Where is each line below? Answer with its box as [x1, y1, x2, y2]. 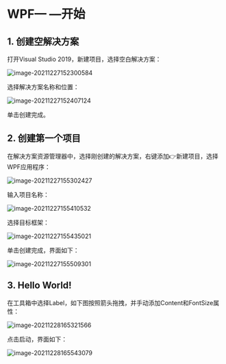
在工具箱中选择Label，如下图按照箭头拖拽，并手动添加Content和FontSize [7, 298, 214, 307]
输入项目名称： [7, 190, 49, 198]
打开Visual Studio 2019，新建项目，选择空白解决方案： [7, 55, 162, 63]
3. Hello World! [7, 280, 72, 291]
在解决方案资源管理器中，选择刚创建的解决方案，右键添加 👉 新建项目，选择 [7, 152, 219, 160]
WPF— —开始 [7, 6, 86, 22]
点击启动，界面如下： [7, 335, 67, 343]
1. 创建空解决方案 [7, 36, 79, 47]
